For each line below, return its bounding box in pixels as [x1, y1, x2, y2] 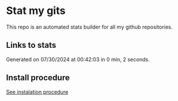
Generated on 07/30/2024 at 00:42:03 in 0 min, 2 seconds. [6, 55, 150, 62]
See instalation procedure [6, 88, 69, 95]
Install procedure [6, 73, 70, 83]
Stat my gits [6, 4, 66, 18]
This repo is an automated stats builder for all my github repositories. [6, 23, 173, 30]
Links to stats [6, 40, 56, 50]
